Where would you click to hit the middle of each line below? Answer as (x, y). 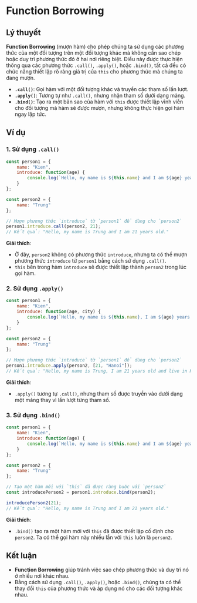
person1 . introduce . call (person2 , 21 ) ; (53, 227)
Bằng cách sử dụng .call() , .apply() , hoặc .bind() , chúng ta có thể (98, 582)
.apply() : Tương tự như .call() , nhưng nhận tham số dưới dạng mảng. (100, 96)
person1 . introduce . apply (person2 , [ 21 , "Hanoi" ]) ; (69, 366)
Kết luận (21, 556)
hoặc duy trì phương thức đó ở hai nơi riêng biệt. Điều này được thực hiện (94, 59)
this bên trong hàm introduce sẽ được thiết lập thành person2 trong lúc (100, 267)
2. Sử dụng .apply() (35, 289)
